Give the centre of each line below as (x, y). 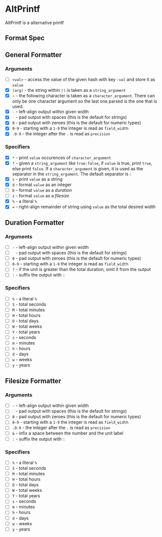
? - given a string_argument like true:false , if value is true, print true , (82, 163)
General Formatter (33, 55)
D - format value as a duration (42, 190)
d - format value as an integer (42, 185)
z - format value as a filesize (40, 196)
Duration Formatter (35, 223)
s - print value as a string (37, 179)
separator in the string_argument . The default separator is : (72, 174)
